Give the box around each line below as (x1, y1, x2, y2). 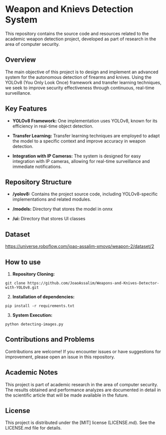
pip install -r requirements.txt (5, 303, 75, 308)
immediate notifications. (12, 163, 62, 169)
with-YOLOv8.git (5, 285, 39, 290)
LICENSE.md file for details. (5, 425, 62, 431)
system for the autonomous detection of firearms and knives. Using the (5, 74, 152, 80)
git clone (5, 281, 26, 286)
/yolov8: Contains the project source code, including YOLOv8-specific (12, 191, 158, 197)
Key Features (5, 105, 47, 113)
